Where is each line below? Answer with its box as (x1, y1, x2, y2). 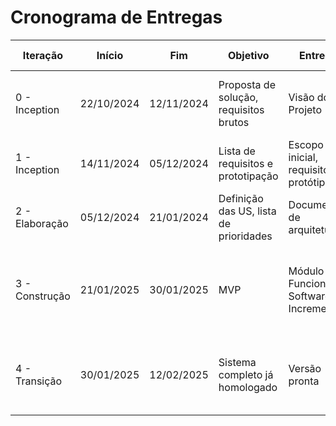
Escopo (288, 137, 324, 151)
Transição (15, 374, 63, 388)
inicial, (288, 150, 318, 164)
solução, (218, 90, 259, 104)
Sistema (218, 355, 257, 369)
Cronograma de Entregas (10, 6, 223, 29)
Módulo (288, 264, 325, 278)
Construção (15, 289, 71, 303)
